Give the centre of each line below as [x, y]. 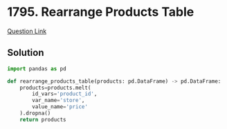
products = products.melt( [55, 88]
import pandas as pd [37, 69]
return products [43, 119]
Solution [26, 53]
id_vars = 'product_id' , [65, 94]
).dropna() [35, 113]
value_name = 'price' [60, 107]
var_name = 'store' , [58, 101]
